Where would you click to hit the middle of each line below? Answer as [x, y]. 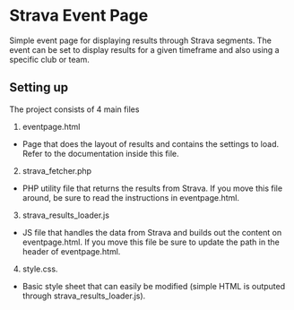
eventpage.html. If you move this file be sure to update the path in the [151, 242]
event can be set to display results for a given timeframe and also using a [144, 49]
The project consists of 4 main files [74, 109]
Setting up [39, 87]
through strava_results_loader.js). [84, 296]
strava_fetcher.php [57, 170]
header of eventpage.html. [71, 251]
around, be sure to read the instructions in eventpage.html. [131, 197]
